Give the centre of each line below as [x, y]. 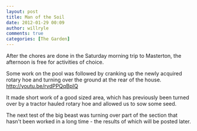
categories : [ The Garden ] [38, 39]
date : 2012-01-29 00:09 [35, 22]
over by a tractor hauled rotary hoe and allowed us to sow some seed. [91, 104]
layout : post [22, 12]
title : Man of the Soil [35, 17]
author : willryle [28, 28]
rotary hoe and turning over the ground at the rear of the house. [84, 80]
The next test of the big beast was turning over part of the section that [92, 115]
